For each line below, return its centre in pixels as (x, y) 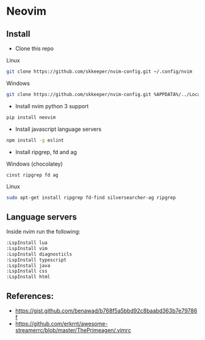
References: (30, 296)
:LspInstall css (27, 271)
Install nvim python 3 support (52, 106)
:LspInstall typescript (37, 260)
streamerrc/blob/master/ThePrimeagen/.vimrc (73, 330)
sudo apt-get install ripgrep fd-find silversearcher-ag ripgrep (91, 198)
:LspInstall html (28, 277)
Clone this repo (34, 48)
